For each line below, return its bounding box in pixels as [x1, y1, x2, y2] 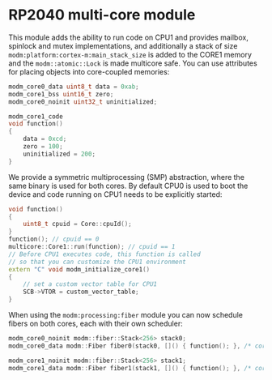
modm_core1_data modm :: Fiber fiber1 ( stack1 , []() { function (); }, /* [8, 364, 252, 372]
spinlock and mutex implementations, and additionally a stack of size [8, 41, 238, 50]
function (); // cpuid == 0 [8, 235, 100, 244]
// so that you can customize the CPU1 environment [8, 258, 186, 266]
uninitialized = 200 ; [23, 150, 96, 158]
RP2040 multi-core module [8, 6, 196, 24]
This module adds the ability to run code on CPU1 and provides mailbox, [8, 32, 249, 42]
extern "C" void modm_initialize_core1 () [8, 265, 151, 273]
